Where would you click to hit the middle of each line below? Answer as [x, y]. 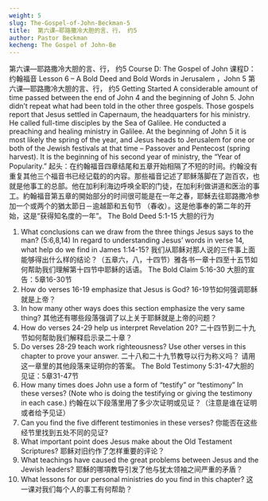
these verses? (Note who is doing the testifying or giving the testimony [136, 394]
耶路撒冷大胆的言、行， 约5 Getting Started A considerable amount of [144, 89]
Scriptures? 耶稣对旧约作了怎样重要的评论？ [93, 451]
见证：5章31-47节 [49, 376]
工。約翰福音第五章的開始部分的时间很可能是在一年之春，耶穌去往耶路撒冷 [131, 196]
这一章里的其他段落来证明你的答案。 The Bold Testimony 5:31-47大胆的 [137, 366]
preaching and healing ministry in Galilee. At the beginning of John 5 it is [128, 131]
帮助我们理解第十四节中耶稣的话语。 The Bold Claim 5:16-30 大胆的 [138, 270]
